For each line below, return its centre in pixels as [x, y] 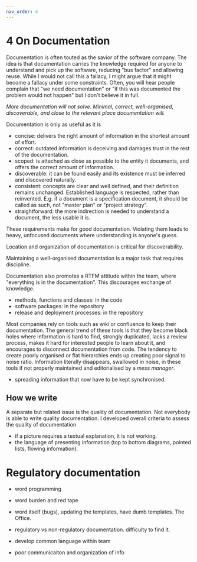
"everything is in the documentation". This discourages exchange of [89, 282]
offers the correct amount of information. [65, 167]
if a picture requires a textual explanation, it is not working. [86, 436]
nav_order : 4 [22, 12]
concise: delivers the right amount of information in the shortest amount [102, 135]
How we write [32, 398]
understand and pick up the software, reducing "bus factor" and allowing [95, 70]
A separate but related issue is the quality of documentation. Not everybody [98, 412]
